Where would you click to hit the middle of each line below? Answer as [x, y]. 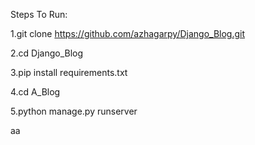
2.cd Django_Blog [47, 53]
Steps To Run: [39, 14]
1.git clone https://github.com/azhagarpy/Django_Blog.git [128, 33]
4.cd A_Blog [35, 92]
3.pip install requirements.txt [69, 72]
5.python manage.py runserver [74, 111]
